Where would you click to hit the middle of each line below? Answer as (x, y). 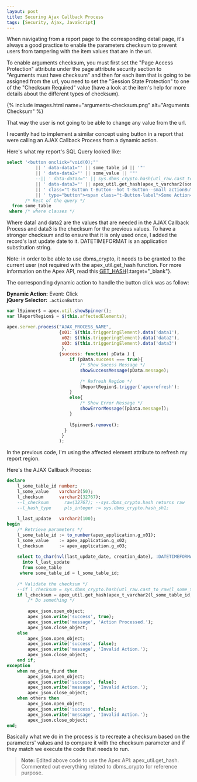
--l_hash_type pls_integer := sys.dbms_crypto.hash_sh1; (93, 508)
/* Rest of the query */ (55, 200)
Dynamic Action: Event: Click (42, 294)
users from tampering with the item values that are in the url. (80, 52)
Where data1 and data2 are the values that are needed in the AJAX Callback (98, 222)
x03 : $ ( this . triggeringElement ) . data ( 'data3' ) (119, 343)
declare (16, 481)
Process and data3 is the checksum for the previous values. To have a (91, 229)
